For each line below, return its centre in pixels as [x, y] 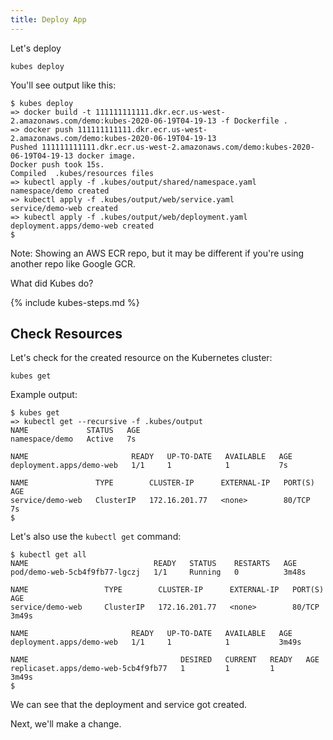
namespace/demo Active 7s [73, 439]
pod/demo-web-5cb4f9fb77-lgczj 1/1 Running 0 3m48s [158, 572]
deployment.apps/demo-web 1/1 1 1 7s [149, 466]
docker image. [107, 156]
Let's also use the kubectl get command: [96, 537]
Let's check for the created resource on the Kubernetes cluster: [141, 358]
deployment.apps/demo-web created [82, 226]
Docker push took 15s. [57, 164]
